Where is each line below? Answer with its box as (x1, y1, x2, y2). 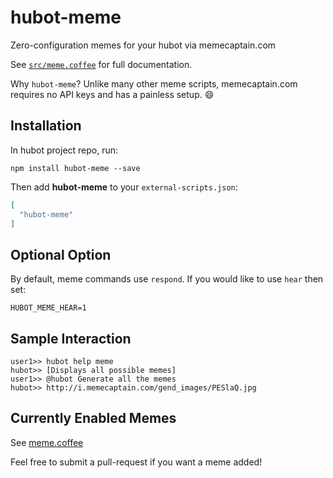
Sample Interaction (10, 330, 132, 347)
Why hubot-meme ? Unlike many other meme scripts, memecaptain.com (10, 77, 298, 90)
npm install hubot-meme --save (10, 163, 141, 173)
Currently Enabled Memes (10, 410, 177, 427)
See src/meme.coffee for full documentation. (10, 58, 193, 70)
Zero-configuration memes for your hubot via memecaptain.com (10, 39, 277, 51)
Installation (10, 117, 82, 135)
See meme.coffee (10, 436, 84, 448)
